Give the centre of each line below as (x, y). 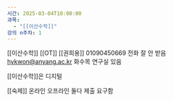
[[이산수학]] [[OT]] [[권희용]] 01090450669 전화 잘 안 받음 (87, 53)
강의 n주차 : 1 (24, 33)
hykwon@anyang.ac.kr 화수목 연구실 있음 (64, 62)
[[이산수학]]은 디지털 (35, 76)
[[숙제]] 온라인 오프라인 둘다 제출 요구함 (60, 91)
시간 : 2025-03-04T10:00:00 (44, 13)
